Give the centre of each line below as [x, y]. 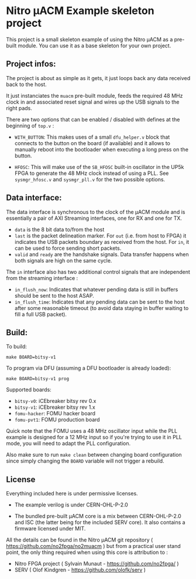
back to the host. [26, 84]
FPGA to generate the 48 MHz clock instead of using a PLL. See [92, 173]
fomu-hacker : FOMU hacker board [55, 413]
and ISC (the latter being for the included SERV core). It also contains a [100, 522]
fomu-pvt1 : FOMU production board [57, 420]
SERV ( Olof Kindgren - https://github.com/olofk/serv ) [80, 570]
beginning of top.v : [30, 125]
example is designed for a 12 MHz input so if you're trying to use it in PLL [94, 437]
